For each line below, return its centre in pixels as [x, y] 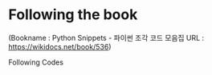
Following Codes [36, 62]
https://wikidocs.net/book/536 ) [60, 46]
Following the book [73, 15]
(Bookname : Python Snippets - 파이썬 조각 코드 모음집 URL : [106, 37]
